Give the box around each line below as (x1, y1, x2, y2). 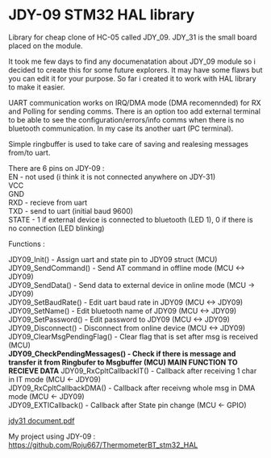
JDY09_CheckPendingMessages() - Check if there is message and (8, 348, 236, 358)
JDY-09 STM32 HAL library (8, 6, 195, 24)
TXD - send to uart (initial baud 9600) (8, 206, 134, 215)
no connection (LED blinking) (8, 223, 105, 233)
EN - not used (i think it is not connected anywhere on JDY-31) (8, 172, 216, 181)
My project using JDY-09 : (8, 431, 96, 441)
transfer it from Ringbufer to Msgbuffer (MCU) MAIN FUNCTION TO (8, 357, 238, 367)
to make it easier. (8, 82, 65, 92)
